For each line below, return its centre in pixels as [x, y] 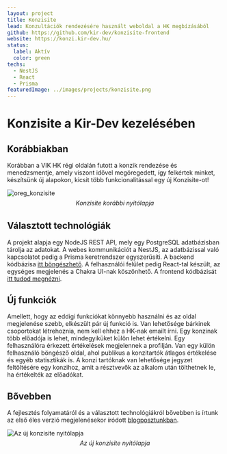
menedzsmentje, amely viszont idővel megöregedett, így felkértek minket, [111, 173]
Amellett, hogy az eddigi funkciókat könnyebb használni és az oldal [102, 316]
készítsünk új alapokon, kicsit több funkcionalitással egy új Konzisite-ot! [108, 180]
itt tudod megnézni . [35, 279]
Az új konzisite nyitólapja [115, 443]
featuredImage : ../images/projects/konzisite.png [79, 90]
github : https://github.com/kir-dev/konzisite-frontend [88, 33]
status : [18, 45]
